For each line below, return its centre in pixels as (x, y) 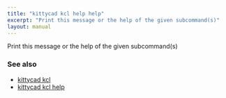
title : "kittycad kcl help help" (56, 14)
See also (22, 65)
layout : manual (29, 26)
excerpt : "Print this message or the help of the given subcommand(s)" (113, 20)
